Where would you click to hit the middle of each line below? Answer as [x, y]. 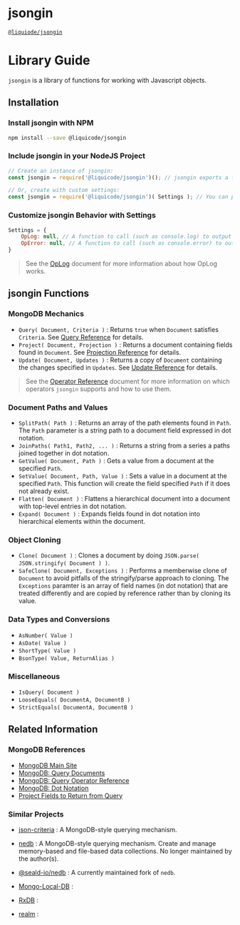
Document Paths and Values [58, 407]
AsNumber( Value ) [46, 636]
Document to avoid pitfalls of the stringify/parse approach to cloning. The [124, 578]
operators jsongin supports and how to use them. [98, 389]
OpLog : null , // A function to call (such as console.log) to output [126, 237]
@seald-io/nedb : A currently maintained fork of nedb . [97, 872]
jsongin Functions [49, 294]
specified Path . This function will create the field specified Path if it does [124, 484]
